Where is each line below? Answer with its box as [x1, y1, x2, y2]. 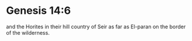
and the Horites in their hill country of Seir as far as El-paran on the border [6, 23, 186, 30]
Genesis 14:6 [6, 4, 71, 17]
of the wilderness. [6, 29, 50, 36]
